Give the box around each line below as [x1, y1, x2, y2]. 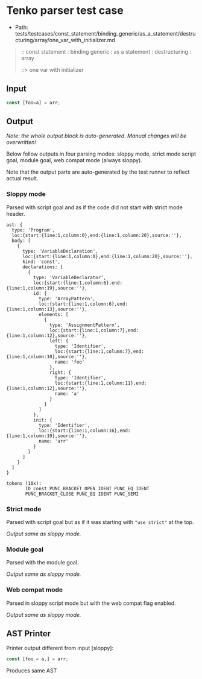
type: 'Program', [11, 227, 55, 233]
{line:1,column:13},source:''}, [6, 306, 87, 312]
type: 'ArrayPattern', [38, 295, 96, 302]
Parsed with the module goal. [6, 559, 80, 566]
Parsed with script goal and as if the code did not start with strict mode [6, 203, 183, 211]
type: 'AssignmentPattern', [49, 322, 120, 328]
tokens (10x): [6, 480, 42, 486]
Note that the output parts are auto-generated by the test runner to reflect [6, 168, 190, 175]
